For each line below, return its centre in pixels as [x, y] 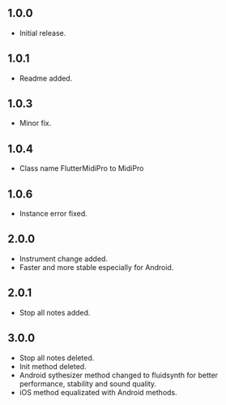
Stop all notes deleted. [57, 358]
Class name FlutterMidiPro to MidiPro [81, 168]
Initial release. [43, 33]
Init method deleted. [53, 366]
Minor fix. [35, 123]
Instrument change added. [64, 259]
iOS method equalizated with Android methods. [98, 392]
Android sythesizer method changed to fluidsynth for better [119, 375]
